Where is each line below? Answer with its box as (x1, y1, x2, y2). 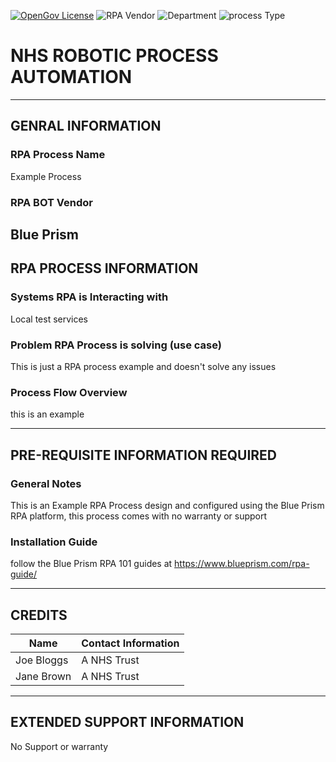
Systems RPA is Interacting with (10, 290, 169, 304)
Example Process (10, 170, 82, 182)
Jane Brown (15, 670, 72, 684)
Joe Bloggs (15, 653, 69, 667)
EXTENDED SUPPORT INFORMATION (10, 714, 245, 731)
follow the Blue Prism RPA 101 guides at (10, 558, 173, 570)
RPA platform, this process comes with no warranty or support (10, 510, 268, 522)
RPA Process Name (10, 148, 106, 162)
